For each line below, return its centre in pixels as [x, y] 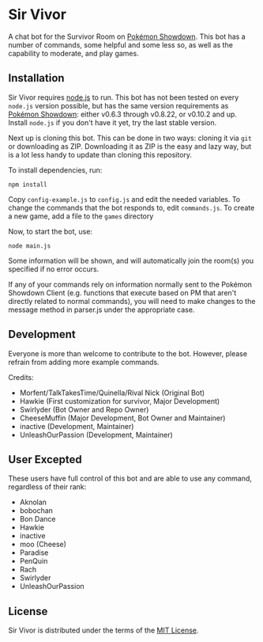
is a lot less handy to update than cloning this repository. [100, 154]
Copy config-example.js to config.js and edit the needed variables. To [124, 199]
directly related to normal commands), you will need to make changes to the [132, 301]
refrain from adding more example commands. [84, 362]
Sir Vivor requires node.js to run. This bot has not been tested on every [124, 97]
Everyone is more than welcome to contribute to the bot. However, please [128, 353]
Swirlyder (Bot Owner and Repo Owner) [84, 409]
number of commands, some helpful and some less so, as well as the [120, 44]
